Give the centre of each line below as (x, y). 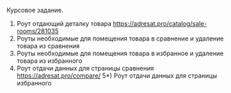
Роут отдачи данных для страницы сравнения (85, 68)
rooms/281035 (38, 31)
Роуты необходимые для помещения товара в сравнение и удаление (120, 38)
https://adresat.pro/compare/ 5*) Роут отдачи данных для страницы (117, 76)
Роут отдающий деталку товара (64, 23)
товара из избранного (50, 61)
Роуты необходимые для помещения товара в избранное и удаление (120, 53)
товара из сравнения (48, 46)
